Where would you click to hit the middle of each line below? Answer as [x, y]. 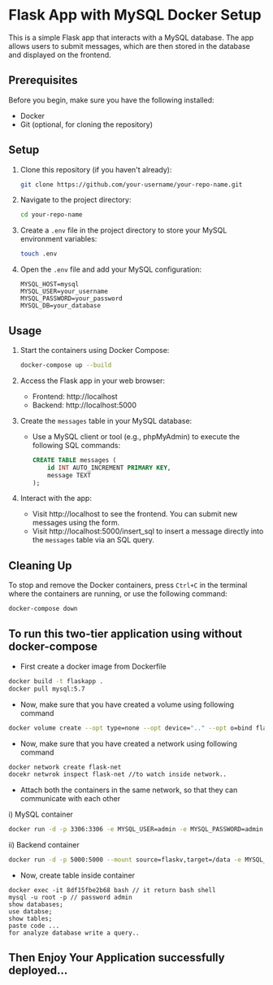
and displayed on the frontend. [60, 54]
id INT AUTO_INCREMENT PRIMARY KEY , [109, 468]
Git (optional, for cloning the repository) [86, 124]
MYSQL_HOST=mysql [50, 285]
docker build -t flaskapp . [56, 681]
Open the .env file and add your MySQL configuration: [111, 269]
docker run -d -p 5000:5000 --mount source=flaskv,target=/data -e [125, 860]
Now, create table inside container [78, 875]
